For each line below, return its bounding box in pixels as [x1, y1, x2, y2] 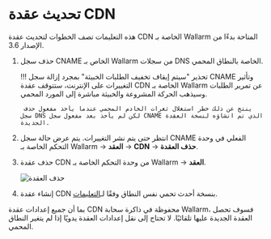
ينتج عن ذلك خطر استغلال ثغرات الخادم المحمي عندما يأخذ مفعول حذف [23, 105, 252, 113]
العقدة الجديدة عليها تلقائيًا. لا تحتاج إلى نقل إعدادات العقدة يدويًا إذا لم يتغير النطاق [8, 212, 253, 223]
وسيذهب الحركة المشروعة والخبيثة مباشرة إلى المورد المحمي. [19, 88, 208, 98]
